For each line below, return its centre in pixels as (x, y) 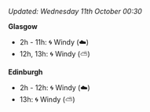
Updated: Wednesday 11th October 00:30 (75, 11)
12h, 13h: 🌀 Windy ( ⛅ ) (55, 54)
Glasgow (23, 26)
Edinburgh (26, 72)
